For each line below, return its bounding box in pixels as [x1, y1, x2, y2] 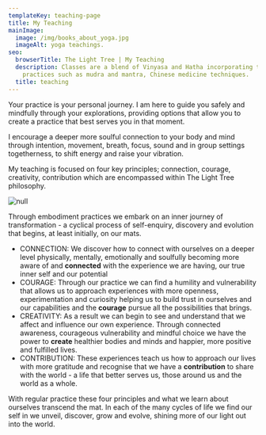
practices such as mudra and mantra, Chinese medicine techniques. [22, 71, 249, 78]
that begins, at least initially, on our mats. [8, 228, 142, 238]
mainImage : [8, 26, 44, 34]
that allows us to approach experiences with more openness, [19, 286, 219, 296]
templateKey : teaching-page [8, 11, 101, 20]
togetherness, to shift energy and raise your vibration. [8, 148, 184, 158]
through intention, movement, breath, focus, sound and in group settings [8, 140, 245, 150]
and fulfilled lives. [19, 345, 78, 354]
